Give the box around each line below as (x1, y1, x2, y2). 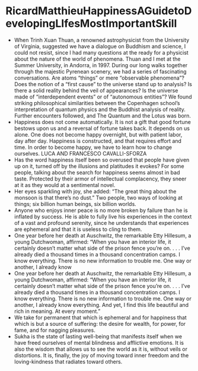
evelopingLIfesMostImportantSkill (5, 17, 177, 30)
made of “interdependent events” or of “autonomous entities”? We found (14, 93, 192, 100)
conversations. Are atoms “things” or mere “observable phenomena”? (14, 74, 185, 81)
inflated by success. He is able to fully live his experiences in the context (14, 213, 192, 220)
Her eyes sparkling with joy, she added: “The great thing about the (14, 188, 177, 195)
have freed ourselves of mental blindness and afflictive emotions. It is (14, 339, 184, 346)
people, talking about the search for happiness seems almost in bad (14, 169, 180, 176)
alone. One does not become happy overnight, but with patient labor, (14, 131, 183, 138)
